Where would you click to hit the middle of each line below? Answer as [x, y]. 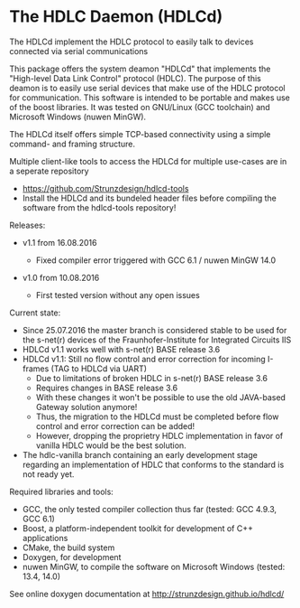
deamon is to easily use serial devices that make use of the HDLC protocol [147, 88]
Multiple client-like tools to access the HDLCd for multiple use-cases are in [148, 161]
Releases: [27, 225]
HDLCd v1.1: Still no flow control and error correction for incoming [144, 359]
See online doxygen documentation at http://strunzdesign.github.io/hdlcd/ [147, 594]
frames [36, 369]
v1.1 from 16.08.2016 [59, 242]
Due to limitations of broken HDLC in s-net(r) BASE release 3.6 [152, 378]
